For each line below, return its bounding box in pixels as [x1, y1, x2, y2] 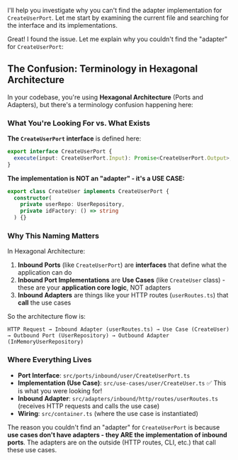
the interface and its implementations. [7, 21, 118, 29]
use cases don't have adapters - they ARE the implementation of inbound [7, 430, 228, 439]
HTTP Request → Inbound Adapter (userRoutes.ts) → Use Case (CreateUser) [7, 326, 230, 333]
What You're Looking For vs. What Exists [7, 118, 151, 128]
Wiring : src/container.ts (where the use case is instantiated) [17, 409, 198, 417]
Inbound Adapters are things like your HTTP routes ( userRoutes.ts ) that [17, 291, 229, 300]
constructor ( [13, 195, 52, 202]
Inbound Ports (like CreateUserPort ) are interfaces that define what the [17, 261, 227, 269]
